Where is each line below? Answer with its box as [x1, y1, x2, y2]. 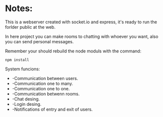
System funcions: [5, 66, 40, 72]
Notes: [5, 3, 33, 14]
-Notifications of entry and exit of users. [12, 106, 93, 112]
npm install [5, 57, 29, 62]
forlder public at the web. [5, 24, 56, 30]
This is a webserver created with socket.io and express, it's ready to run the [5, 19, 157, 25]
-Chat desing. [12, 96, 40, 102]
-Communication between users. [12, 75, 78, 81]
